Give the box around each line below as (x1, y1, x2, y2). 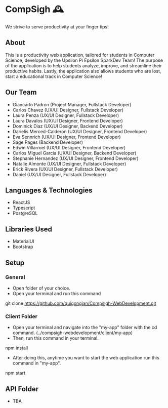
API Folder (5, 385, 39, 393)
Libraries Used (5, 225, 52, 233)
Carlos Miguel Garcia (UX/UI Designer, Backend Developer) (12, 150, 137, 156)
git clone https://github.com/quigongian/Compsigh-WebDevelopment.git (5, 300, 156, 306)
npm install (5, 345, 28, 351)
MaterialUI (12, 238, 34, 244)
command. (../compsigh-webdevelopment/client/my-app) (12, 330, 133, 336)
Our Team (5, 88, 37, 97)
